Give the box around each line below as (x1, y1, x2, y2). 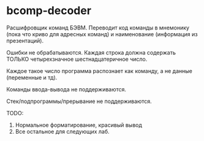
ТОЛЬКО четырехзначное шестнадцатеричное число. (6, 55, 148, 63)
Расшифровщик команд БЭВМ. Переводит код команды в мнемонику (6, 24, 190, 31)
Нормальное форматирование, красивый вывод (15, 121, 143, 129)
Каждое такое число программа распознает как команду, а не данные (6, 67, 193, 74)
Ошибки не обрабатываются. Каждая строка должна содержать (6, 48, 176, 56)
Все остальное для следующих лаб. (15, 128, 110, 135)
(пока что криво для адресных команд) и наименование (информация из (6, 30, 198, 37)
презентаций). (6, 37, 44, 44)
